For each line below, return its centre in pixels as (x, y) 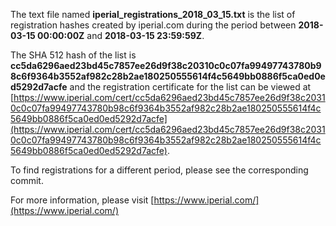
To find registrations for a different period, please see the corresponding (159, 170)
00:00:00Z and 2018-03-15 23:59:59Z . (121, 35)
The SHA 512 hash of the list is (73, 55)
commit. (27, 180)
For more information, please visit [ (82, 200)
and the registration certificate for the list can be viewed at (190, 87)
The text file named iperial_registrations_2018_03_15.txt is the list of (153, 14)
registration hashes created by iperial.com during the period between (153, 25)
